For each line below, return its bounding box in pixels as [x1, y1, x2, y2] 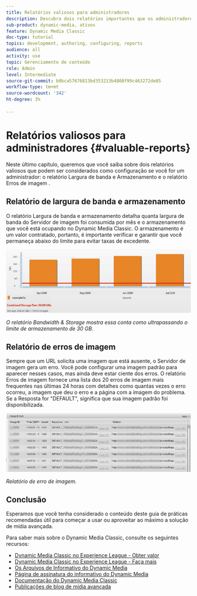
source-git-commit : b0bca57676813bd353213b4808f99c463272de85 [6, 78, 161, 84]
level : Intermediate [6, 71, 57, 78]
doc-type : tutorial [6, 34, 54, 41]
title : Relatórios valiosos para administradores [6, 9, 130, 15]
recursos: [6, 541, 29, 548]
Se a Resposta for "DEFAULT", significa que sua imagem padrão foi [6, 395, 168, 402]
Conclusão [6, 495, 47, 505]
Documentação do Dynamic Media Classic [14, 577, 117, 584]
